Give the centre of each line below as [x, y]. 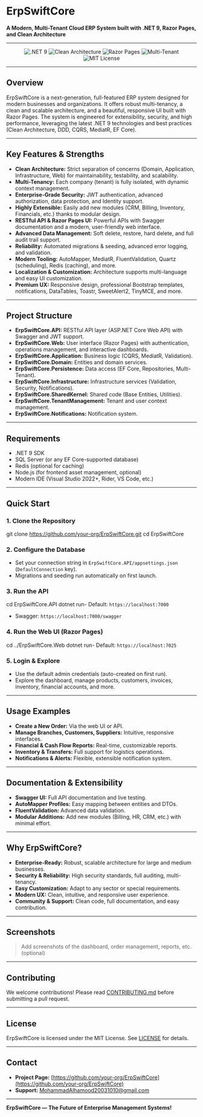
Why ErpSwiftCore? [44, 848]
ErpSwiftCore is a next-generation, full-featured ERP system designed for [98, 97]
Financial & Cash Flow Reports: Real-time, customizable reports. [96, 745]
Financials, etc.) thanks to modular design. [68, 214]
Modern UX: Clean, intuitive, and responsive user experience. [92, 894]
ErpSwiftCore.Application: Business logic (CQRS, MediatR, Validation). [104, 356]
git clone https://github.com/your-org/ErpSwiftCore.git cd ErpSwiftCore [95, 534]
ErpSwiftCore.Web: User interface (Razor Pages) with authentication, [102, 343]
